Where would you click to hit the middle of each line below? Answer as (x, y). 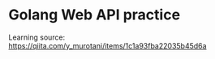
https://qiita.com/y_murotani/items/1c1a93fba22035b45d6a (107, 45)
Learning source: (37, 37)
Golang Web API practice (95, 15)
